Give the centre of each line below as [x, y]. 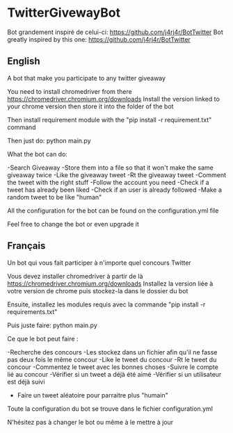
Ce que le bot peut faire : [43, 338]
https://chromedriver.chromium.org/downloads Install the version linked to [114, 99]
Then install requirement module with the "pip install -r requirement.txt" [110, 120]
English [24, 62]
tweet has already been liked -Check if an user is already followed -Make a [115, 190]
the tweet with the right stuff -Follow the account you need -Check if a [109, 182]
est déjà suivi [26, 382]
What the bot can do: [38, 154]
